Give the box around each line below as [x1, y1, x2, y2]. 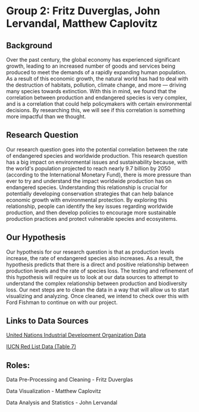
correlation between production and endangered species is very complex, [6, 94, 187, 101]
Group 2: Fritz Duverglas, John [6, 4, 160, 18]
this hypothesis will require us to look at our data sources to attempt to [6, 273, 179, 280]
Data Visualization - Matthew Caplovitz [6, 388, 102, 395]
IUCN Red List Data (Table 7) [6, 343, 77, 350]
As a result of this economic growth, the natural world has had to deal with [6, 75, 188, 82]
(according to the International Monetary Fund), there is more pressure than [6, 171, 191, 178]
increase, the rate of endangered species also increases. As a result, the [6, 254, 184, 262]
